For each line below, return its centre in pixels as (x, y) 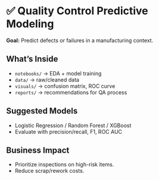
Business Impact (38, 150)
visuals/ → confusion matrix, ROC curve (65, 86)
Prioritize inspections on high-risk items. (64, 165)
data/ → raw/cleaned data (47, 80)
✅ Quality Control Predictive (77, 11)
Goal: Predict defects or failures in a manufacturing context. (80, 40)
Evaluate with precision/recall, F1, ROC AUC (68, 131)
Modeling (30, 24)
